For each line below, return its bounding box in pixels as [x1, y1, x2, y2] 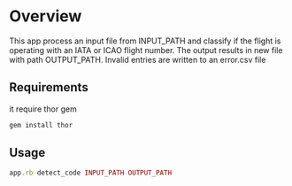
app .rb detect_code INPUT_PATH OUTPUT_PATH [9, 168, 173, 178]
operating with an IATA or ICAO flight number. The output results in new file [9, 44, 283, 55]
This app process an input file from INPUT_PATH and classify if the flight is [9, 35, 281, 46]
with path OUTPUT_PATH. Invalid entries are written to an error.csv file [9, 54, 266, 65]
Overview [9, 6, 82, 27]
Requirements [9, 80, 88, 95]
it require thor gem [9, 104, 77, 114]
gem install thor [9, 120, 73, 129]
